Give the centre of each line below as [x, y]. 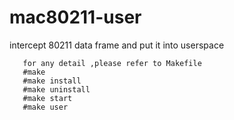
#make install [52, 81]
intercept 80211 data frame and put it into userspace [117, 45]
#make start [47, 98]
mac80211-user [75, 17]
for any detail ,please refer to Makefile [112, 63]
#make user [45, 107]
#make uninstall [56, 89]
